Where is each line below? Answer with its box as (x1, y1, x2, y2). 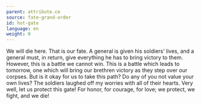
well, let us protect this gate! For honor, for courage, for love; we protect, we (6, 86, 196, 93)
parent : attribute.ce (6, 8, 61, 15)
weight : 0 (6, 31, 31, 37)
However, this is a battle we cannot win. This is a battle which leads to (6, 61, 180, 68)
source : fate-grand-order (6, 14, 71, 20)
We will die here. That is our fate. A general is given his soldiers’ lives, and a (6, 47, 194, 55)
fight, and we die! (6, 92, 50, 100)
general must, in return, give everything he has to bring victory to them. (6, 54, 184, 61)
